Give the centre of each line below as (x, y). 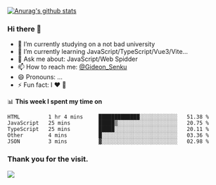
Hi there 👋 (25, 29)
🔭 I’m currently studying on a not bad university (86, 44)
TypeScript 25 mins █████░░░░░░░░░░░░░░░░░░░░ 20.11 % (108, 130)
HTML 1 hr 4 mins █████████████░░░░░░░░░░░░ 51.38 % (108, 117)
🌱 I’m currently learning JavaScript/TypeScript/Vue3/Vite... (103, 52)
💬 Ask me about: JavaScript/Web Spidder (78, 59)
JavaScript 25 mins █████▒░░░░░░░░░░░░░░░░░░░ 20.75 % (108, 123)
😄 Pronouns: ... (40, 77)
